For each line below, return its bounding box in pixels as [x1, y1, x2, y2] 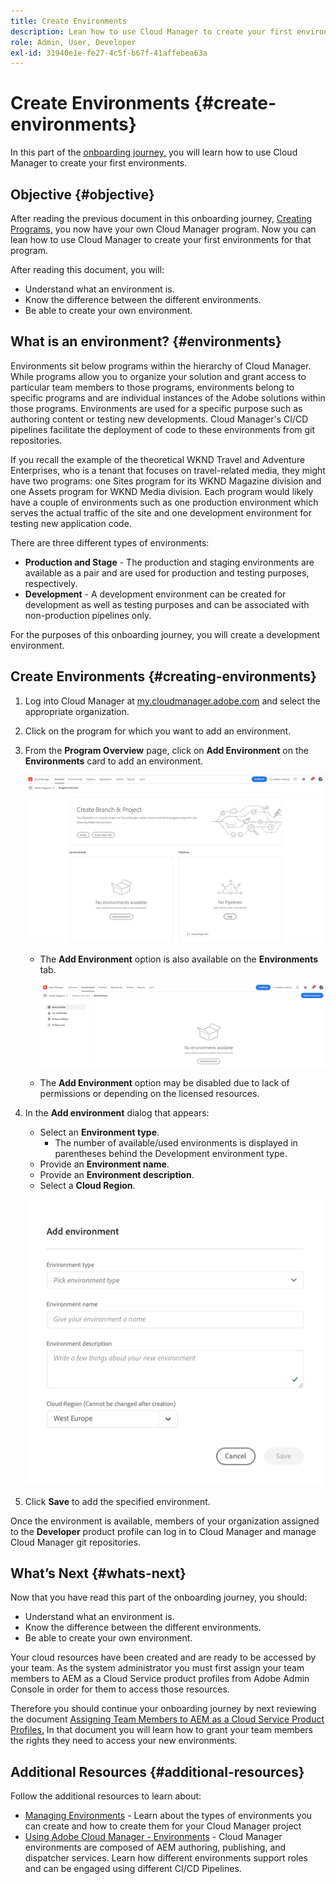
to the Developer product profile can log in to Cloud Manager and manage [10, 1525, 317, 1537]
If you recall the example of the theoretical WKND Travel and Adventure [10, 453, 306, 465]
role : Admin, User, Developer [10, 37, 137, 47]
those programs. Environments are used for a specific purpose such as [10, 402, 303, 414]
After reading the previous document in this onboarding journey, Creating [10, 213, 313, 224]
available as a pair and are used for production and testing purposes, [24, 566, 310, 579]
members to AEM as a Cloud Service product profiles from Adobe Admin [10, 1673, 310, 1685]
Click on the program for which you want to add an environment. [24, 725, 292, 737]
